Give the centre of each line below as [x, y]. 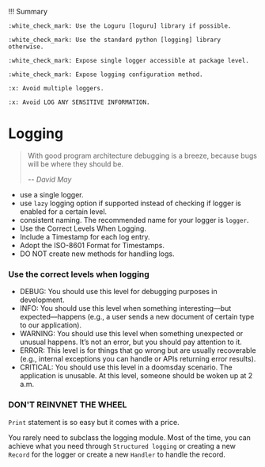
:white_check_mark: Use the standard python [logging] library [115, 40]
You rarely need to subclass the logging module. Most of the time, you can [130, 437]
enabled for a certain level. [63, 211]
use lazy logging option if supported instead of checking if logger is [130, 203]
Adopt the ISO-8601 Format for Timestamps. [92, 245]
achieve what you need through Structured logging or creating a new [122, 446]
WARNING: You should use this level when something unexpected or [131, 334]
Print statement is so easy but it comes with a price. [94, 422]
